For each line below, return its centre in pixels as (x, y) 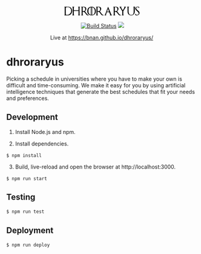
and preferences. (28, 98)
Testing (21, 197)
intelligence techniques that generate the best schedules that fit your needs (101, 92)
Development (32, 117)
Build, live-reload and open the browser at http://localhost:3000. (95, 167)
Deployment (30, 230)
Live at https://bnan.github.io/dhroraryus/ (102, 38)
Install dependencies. (42, 144)
